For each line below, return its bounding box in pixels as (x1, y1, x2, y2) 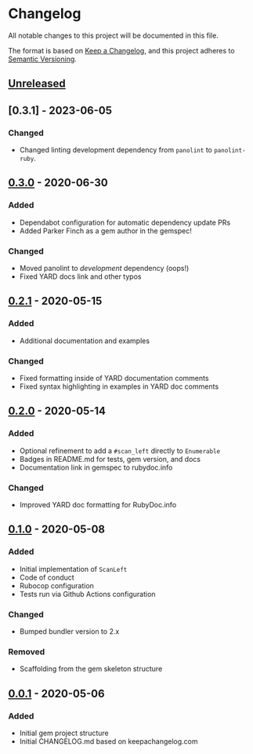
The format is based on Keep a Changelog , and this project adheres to (8, 46, 235, 55)
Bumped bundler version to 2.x (19, 626, 120, 636)
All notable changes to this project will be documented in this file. (8, 31, 219, 40)
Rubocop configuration (19, 580, 94, 590)
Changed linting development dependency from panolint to (19, 145, 213, 155)
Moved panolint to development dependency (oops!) (19, 264, 190, 273)
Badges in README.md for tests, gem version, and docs (19, 454, 201, 463)
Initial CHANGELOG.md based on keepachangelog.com (19, 736, 198, 746)
